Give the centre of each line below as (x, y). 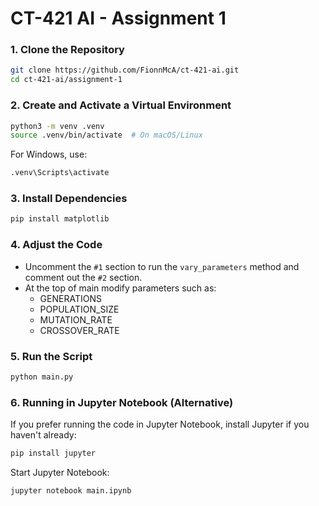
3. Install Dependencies (69, 199)
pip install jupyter (53, 453)
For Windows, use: (49, 154)
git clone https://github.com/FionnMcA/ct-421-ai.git (125, 70)
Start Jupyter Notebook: (60, 472)
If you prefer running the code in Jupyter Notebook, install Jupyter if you (160, 424)
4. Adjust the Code (56, 245)
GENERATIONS (70, 298)
